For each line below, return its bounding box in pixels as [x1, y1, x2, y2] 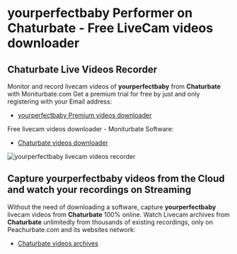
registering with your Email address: [7, 97, 112, 106]
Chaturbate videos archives [17, 239, 99, 248]
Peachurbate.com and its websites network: [7, 225, 136, 233]
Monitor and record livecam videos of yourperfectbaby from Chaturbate [7, 82, 221, 90]
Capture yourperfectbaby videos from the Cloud [7, 172, 225, 185]
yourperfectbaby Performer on [7, 5, 193, 21]
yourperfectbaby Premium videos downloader [17, 111, 152, 119]
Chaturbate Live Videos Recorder [7, 63, 158, 75]
